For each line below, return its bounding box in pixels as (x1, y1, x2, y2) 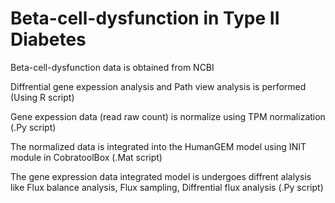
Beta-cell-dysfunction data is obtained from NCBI (10, 61, 215, 73)
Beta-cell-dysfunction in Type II (10, 7, 280, 30)
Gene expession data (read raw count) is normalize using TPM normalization (10, 110, 326, 122)
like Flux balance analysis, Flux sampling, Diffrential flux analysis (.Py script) (10, 181, 324, 193)
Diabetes (10, 28, 87, 51)
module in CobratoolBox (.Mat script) (10, 151, 163, 163)
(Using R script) (10, 91, 75, 103)
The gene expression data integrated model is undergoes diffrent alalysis (10, 170, 312, 182)
